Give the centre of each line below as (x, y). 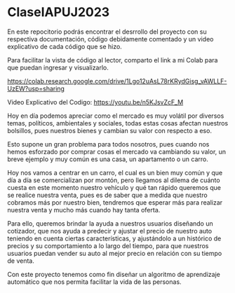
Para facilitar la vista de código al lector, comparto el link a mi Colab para (113, 60)
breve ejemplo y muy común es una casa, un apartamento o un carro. (108, 159)
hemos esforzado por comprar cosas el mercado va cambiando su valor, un (117, 151)
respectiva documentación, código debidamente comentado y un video (110, 39)
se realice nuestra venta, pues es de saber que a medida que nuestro (108, 195)
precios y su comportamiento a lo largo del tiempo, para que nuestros (108, 245)
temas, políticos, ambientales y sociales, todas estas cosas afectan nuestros (118, 123)
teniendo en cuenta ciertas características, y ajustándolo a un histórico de (114, 238)
